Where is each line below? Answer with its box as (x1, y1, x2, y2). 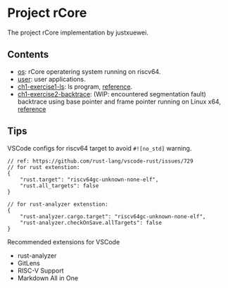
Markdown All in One (17, 273, 79, 282)
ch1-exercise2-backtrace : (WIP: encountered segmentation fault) (17, 89, 206, 98)
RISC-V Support (17, 266, 64, 275)
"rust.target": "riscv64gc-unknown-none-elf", (20, 176, 159, 183)
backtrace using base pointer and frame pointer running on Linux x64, (17, 97, 222, 106)
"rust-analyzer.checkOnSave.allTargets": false (20, 219, 162, 226)
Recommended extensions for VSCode (7, 237, 120, 246)
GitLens (17, 258, 40, 267)
